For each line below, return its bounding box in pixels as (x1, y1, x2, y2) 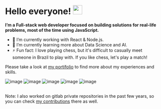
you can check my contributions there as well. (5, 98, 98, 104)
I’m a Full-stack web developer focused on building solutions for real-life (5, 22, 157, 28)
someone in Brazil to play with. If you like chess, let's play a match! (12, 54, 148, 60)
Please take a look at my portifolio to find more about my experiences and (5, 64, 155, 69)
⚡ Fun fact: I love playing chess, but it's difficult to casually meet (12, 47, 142, 53)
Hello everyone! (5, 6, 71, 17)
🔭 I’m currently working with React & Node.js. (12, 37, 104, 43)
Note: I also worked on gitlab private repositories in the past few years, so (5, 93, 155, 99)
